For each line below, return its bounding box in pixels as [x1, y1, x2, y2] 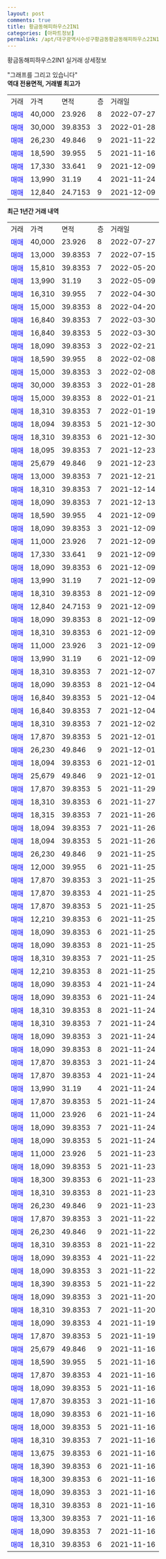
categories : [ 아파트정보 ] [7, 29, 75, 37]
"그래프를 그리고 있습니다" [7, 71, 78, 79]
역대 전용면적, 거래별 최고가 [7, 79, 81, 88]
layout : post [7, 10, 45, 17]
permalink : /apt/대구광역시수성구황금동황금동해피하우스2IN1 [7, 36, 160, 43]
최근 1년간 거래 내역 [7, 207, 59, 215]
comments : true [7, 17, 51, 24]
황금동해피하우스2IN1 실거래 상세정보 [7, 56, 107, 65]
